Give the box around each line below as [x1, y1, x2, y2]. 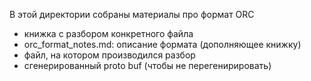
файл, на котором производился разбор [23, 49, 196, 61]
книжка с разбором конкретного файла [23, 28, 194, 39]
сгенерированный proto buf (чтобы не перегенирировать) [23, 60, 272, 71]
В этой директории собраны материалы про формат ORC [9, 9, 255, 20]
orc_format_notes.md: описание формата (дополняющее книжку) [23, 39, 302, 50]
